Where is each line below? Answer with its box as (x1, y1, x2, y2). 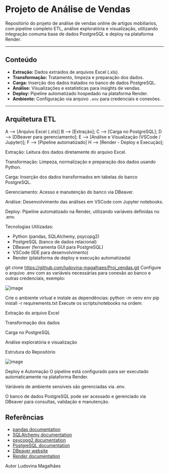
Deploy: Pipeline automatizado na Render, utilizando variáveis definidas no (5, 208, 160, 215)
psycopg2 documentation (12, 437, 66, 443)
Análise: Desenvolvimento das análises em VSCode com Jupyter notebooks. (5, 198, 163, 205)
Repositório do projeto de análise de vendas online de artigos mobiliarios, (5, 20, 157, 26)
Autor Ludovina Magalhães (5, 463, 61, 469)
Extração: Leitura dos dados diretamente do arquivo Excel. (5, 149, 127, 155)
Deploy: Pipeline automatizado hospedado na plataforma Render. (12, 90, 148, 96)
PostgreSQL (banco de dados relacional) (12, 238, 97, 245)
